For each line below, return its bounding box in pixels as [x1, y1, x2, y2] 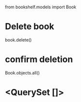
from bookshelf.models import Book [5, 4, 76, 10]
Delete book [5, 21, 54, 32]
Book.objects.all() [5, 70, 40, 75]
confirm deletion [5, 54, 73, 65]
